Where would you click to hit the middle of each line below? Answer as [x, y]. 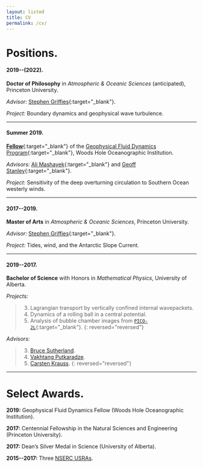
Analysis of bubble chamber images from [81, 321]
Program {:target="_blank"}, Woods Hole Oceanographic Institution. [90, 152]
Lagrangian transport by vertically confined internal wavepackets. [112, 308]
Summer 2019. [25, 133]
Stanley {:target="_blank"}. [39, 170]
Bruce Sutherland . [53, 350]
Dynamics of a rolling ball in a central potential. [88, 314]
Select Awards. [45, 394]
